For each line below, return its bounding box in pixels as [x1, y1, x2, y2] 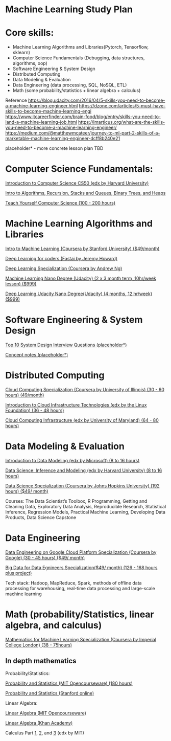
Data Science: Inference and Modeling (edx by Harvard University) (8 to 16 [5, 467, 162, 474]
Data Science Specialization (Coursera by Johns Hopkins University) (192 [5, 482, 160, 489]
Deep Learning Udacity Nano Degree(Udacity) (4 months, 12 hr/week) [5, 290, 153, 297]
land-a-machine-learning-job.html [5, 119, 78, 125]
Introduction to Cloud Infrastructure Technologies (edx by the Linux [5, 401, 147, 408]
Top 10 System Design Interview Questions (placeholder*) [5, 342, 127, 348]
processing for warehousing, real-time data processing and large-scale [5, 585, 156, 591]
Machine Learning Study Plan [5, 4, 133, 15]
